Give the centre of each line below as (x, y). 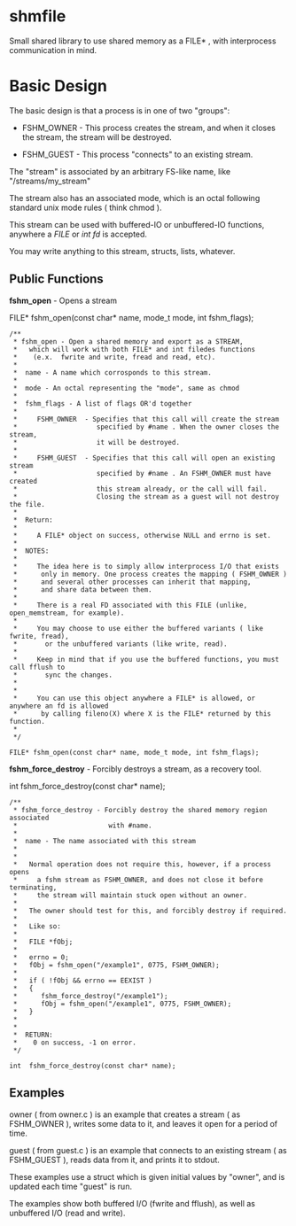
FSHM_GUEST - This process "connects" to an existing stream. (137, 154)
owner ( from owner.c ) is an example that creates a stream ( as (125, 1114)
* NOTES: (31, 551)
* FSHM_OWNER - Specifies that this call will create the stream (146, 419)
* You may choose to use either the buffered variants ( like (138, 628)
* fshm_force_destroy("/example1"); (90, 996)
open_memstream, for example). (67, 613)
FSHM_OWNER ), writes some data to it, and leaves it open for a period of (144, 1123)
